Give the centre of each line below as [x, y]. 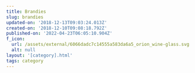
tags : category [25, 61]
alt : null [23, 50]
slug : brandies [25, 17]
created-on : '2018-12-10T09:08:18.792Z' [57, 28]
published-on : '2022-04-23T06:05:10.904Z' [59, 34]
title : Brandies [26, 11]
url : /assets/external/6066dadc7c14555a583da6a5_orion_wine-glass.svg [100, 45]
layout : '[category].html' [39, 55]
